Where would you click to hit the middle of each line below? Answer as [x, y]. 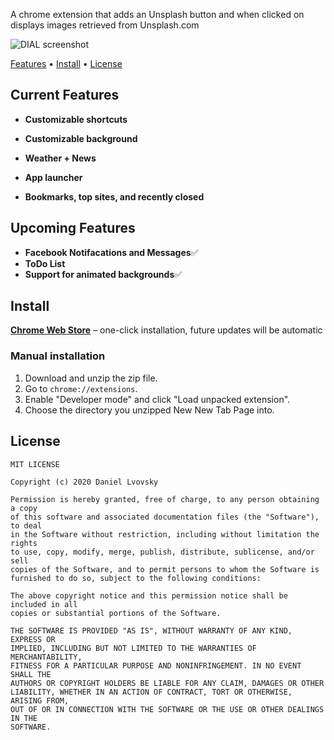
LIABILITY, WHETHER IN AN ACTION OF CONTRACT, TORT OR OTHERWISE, [151, 692]
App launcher [53, 177]
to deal [26, 525]
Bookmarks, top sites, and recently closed [114, 196]
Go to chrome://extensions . [81, 388]
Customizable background [81, 138]
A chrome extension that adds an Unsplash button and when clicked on [157, 14]
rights [24, 543]
